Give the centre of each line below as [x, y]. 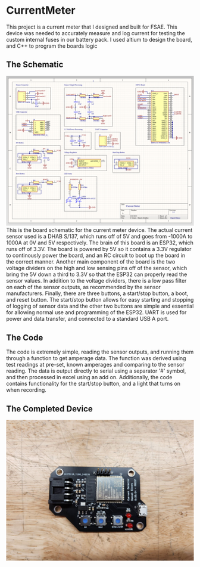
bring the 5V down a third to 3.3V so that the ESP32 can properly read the [97, 274]
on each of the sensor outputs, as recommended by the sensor [84, 287]
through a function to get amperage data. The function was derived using [96, 358]
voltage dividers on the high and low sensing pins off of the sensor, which [97, 268]
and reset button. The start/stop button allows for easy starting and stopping [100, 300]
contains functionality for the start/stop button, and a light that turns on [93, 384]
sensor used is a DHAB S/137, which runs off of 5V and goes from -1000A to [99, 237]
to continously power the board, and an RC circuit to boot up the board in [96, 255]
